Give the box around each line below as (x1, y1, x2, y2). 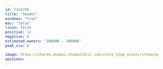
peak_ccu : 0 (5, 43, 29, 48)
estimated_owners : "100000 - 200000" (5, 39, 81, 44)
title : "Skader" (5, 12, 38, 17)
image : (5, 52, 18, 57)
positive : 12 (5, 30, 32, 34)
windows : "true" (5, 16, 38, 21)
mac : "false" (5, 20, 32, 26)
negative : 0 (5, 34, 29, 39)
